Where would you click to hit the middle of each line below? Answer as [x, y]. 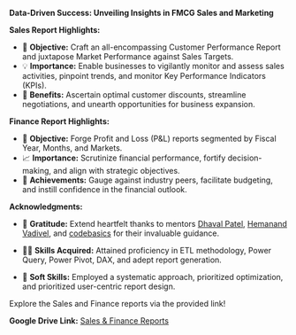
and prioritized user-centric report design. [99, 286]
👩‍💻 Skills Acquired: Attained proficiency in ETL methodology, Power [147, 250]
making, [36, 171]
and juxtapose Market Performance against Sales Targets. [128, 56]
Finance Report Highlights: [60, 121]
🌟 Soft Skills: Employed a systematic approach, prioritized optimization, [152, 277]
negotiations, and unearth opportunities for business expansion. [139, 104]
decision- [245, 158]
